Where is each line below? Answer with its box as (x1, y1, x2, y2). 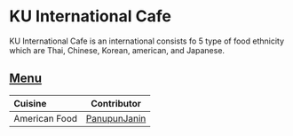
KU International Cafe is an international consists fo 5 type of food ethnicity (9, 36, 285, 46)
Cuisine (13, 97, 47, 109)
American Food (13, 112, 78, 124)
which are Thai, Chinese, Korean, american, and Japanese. (9, 44, 225, 55)
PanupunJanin (85, 112, 146, 124)
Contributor (90, 97, 142, 109)
